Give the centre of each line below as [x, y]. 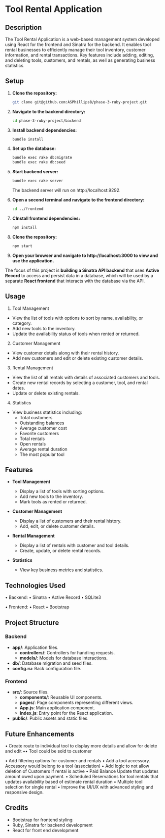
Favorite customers [39, 433]
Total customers [36, 417]
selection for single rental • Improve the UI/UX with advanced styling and [79, 787]
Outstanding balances [42, 423]
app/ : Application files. [35, 647]
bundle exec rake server [38, 181]
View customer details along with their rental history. [66, 353]
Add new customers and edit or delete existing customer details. [78, 358]
